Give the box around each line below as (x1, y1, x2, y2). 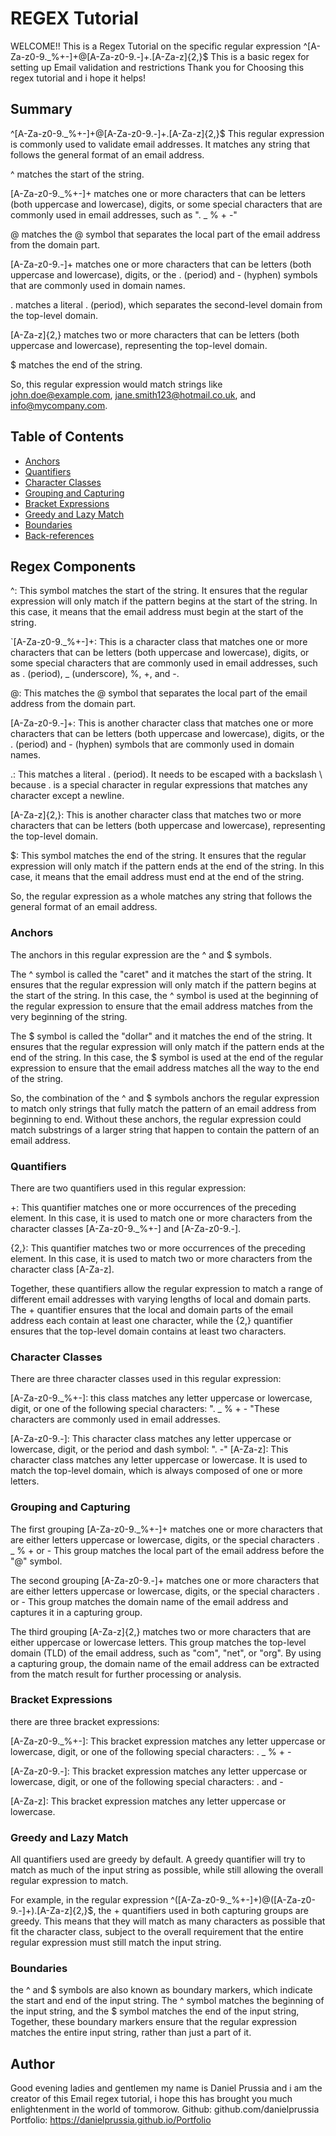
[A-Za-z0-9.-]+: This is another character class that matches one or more (10, 717, 314, 729)
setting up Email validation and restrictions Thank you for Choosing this (10, 61, 305, 73)
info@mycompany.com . (10, 399, 108, 411)
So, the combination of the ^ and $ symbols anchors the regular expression (10, 1092, 320, 1104)
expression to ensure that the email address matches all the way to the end (10, 1062, 320, 1074)
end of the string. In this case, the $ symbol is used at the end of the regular (10, 1051, 324, 1063)
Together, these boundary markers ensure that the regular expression (10, 2016, 298, 2028)
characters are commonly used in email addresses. (10, 1413, 221, 1426)
